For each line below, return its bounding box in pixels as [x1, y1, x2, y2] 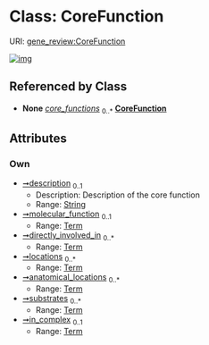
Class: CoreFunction [9, 6, 164, 27]
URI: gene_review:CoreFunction [9, 36, 126, 46]
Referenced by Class [9, 79, 128, 95]
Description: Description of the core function [35, 189, 201, 200]
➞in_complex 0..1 [21, 315, 83, 327]
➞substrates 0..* [21, 293, 82, 306]
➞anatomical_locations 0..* [21, 272, 121, 285]
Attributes [9, 130, 67, 146]
